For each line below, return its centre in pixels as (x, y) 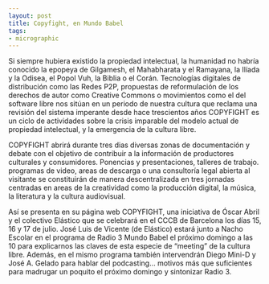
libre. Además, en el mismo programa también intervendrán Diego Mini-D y (132, 255)
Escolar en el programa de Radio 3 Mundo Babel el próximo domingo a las (130, 237)
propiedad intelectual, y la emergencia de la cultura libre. (102, 130)
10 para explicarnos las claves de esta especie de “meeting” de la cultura (129, 246)
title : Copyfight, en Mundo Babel (66, 23)
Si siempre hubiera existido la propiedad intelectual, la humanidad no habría (134, 61)
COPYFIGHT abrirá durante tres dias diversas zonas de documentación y (129, 145)
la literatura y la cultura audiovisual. (67, 196)
